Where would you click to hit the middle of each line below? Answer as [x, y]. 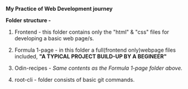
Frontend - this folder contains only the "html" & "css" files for [92, 32]
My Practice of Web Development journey [59, 9]
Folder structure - [28, 20]
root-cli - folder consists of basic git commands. [74, 80]
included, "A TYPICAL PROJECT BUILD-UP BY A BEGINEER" [90, 56]
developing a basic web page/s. [54, 38]
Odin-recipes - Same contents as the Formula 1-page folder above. [98, 68]
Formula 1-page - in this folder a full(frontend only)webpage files [95, 50]
